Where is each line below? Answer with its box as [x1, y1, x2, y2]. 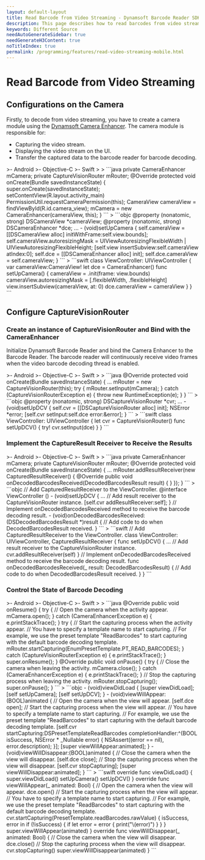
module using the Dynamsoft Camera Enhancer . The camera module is [6, 122, 184, 129]
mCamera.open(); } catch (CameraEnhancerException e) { [6, 613, 153, 620]
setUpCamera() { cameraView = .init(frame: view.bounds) [6, 270, 151, 277]
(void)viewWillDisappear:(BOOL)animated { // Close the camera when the [6, 749, 191, 756]
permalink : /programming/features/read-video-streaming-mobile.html [6, 49, 184, 55]
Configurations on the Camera [6, 99, 124, 110]
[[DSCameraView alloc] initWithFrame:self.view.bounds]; [6, 230, 148, 238]
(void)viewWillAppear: [110, 690, 167, 698]
